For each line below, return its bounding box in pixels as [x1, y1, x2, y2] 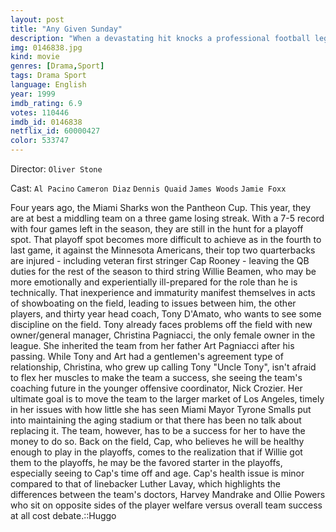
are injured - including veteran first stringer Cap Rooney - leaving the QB [10, 255, 310, 266]
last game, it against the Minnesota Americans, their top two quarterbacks [10, 244, 316, 256]
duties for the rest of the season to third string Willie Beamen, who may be [10, 266, 317, 277]
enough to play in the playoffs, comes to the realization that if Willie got [10, 446, 303, 458]
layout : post [10, 14, 65, 25]
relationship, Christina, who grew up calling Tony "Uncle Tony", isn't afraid [10, 361, 317, 373]
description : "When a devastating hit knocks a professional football [10, 33, 311, 43]
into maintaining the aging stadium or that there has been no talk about [10, 414, 302, 426]
